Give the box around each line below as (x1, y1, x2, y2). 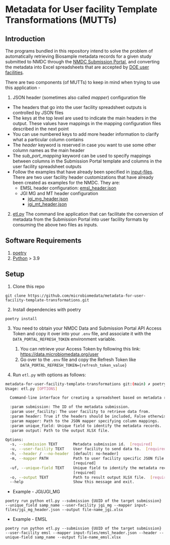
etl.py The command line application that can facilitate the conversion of (12, 211, 163, 217)
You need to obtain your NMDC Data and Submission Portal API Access (12, 325, 162, 331)
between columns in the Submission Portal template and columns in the (12, 158, 162, 164)
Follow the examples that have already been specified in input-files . (12, 169, 154, 175)
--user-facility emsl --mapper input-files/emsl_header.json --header (5, 530, 157, 535)
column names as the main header (12, 147, 85, 153)
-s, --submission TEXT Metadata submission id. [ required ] (10, 442, 153, 447)
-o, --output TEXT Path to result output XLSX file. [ (10, 475, 153, 480)
